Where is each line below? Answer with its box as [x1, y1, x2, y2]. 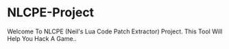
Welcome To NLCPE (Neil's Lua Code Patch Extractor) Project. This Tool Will [7, 27, 223, 35]
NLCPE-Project [7, 5, 95, 20]
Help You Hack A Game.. [7, 34, 77, 42]
